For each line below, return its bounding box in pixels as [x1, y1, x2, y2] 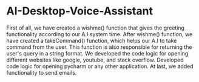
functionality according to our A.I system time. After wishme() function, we [6, 30, 193, 37]
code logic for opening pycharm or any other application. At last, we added [6, 62, 194, 70]
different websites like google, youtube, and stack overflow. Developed [6, 56, 184, 63]
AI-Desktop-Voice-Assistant [6, 4, 153, 18]
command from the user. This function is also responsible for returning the [6, 43, 192, 51]
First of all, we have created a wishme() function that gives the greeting [6, 24, 185, 31]
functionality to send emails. [6, 69, 77, 76]
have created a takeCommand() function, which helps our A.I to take [6, 37, 177, 44]
